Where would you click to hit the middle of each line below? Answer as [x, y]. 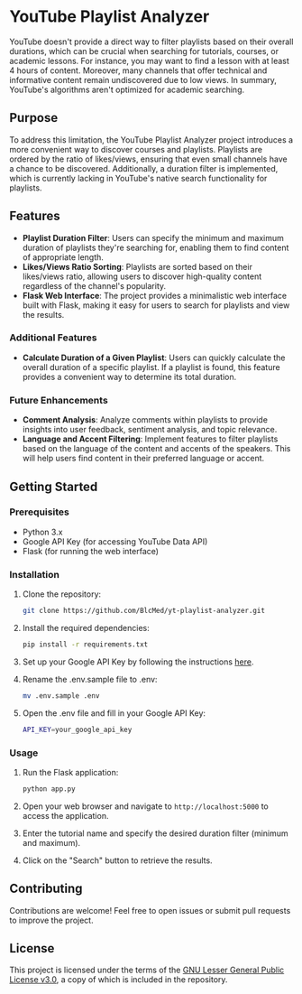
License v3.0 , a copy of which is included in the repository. [119, 980]
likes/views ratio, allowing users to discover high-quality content [142, 276]
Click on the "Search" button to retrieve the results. [118, 860]
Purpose [34, 118]
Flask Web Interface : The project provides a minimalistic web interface [154, 295]
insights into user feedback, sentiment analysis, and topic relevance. [150, 430]
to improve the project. [51, 920]
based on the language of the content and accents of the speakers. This [156, 449]
